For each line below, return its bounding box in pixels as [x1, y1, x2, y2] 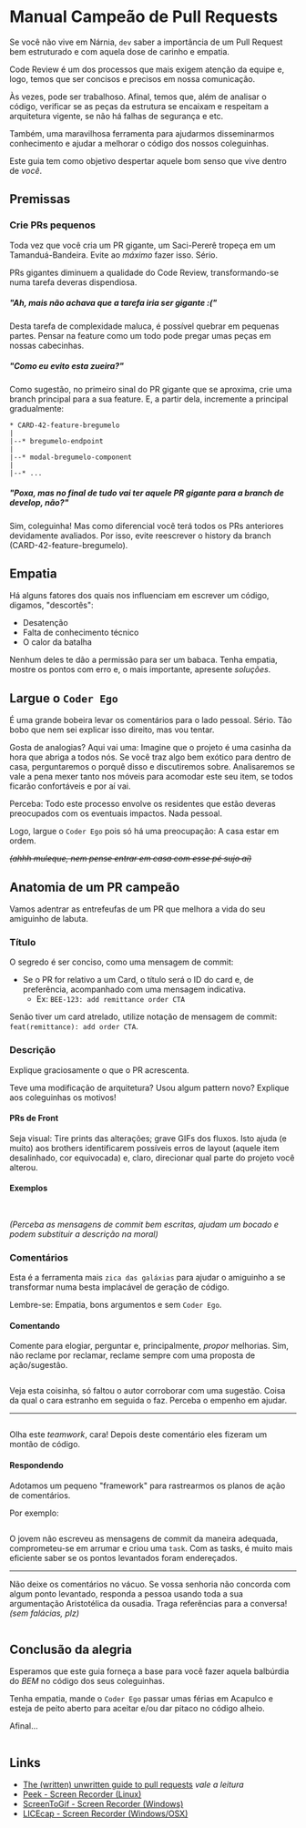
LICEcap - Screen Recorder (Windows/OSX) [22, 1808, 189, 1819]
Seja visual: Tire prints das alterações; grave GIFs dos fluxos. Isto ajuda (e [9, 1132, 287, 1144]
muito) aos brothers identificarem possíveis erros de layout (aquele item [9, 1142, 280, 1153]
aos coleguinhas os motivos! [9, 1091, 117, 1103]
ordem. [9, 835, 36, 846]
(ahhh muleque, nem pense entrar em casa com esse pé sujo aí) [9, 853, 252, 864]
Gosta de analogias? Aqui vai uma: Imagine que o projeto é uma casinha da [9, 742, 291, 753]
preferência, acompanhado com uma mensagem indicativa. [22, 984, 246, 995]
